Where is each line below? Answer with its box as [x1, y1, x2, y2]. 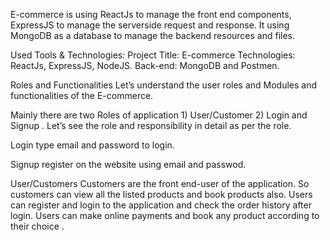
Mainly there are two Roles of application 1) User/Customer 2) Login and [10, 109, 308, 121]
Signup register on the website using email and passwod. [10, 159, 247, 170]
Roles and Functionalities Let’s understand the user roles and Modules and [10, 79, 318, 91]
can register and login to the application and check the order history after [10, 199, 312, 211]
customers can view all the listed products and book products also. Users [10, 189, 313, 200]
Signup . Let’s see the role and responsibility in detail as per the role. [10, 120, 292, 131]
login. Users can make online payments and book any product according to [10, 210, 320, 221]
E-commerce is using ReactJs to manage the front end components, [10, 9, 292, 20]
